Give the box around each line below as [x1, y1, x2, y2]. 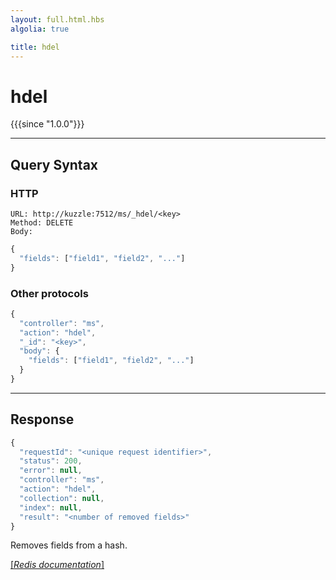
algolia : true [10, 24, 70, 34]
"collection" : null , [19, 493, 105, 503]
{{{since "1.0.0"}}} [10, 118, 85, 130]
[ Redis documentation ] [10, 559, 105, 571]
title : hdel [10, 42, 60, 52]
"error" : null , [19, 466, 83, 476]
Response [10, 411, 75, 428]
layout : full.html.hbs [10, 14, 105, 25]
